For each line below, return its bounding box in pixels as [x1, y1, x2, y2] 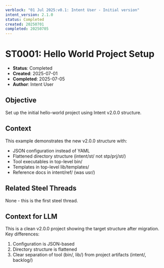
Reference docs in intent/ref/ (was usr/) [12, 169, 95, 175]
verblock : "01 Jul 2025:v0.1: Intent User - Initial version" [5, 7, 140, 13]
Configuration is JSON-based [12, 241, 75, 247]
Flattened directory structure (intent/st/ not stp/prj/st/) [12, 153, 126, 159]
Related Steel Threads [5, 184, 77, 193]
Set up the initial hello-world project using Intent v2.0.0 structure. [5, 109, 142, 115]
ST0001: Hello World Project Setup [5, 48, 155, 60]
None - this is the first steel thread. [5, 197, 78, 203]
